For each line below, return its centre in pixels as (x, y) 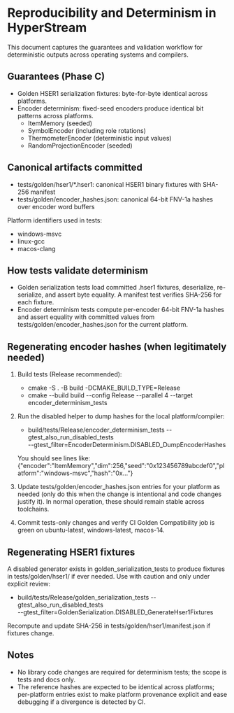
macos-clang (36, 248)
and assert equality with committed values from (86, 317)
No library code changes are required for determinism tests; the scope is (122, 672)
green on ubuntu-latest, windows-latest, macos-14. (91, 530)
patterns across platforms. (56, 115)
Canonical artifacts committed (75, 168)
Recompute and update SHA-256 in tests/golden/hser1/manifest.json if (109, 626)
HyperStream (47, 28)
